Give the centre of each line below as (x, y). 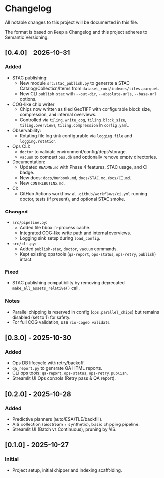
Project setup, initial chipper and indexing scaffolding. (67, 470)
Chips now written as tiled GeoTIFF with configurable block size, (85, 109)
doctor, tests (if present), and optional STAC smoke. (72, 199)
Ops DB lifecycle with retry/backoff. (49, 363)
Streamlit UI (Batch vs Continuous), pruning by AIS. (64, 429)
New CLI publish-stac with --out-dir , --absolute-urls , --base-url (88, 93)
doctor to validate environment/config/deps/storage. (73, 151)
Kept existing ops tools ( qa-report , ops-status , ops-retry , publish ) (88, 254)
